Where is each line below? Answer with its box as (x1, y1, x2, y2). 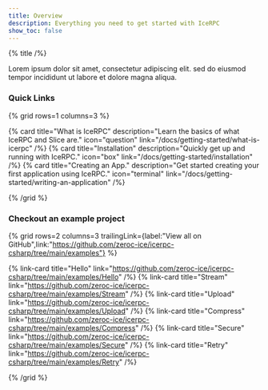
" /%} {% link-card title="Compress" (125, 306, 246, 316)
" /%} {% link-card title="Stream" (118, 271, 228, 281)
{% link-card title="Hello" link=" (8, 263, 114, 273)
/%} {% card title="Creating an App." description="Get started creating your (8, 160, 260, 170)
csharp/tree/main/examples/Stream (8, 289, 126, 299)
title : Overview (8, 11, 62, 20)
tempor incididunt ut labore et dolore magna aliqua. (8, 73, 178, 82)
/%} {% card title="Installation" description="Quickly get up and (34, 143, 246, 153)
